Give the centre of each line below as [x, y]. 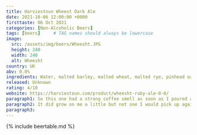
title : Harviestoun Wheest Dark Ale [51, 11]
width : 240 [25, 55]
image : [14, 39]
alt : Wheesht [27, 60]
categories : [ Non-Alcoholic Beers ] [50, 28]
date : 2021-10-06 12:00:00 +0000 [47, 17]
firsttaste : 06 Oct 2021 [36, 22]
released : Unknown [28, 83]
